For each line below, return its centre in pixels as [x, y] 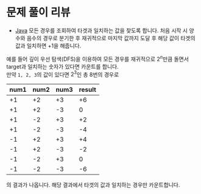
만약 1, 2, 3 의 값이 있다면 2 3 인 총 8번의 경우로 [63, 74]
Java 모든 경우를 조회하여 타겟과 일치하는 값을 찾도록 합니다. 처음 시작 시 [101, 30]
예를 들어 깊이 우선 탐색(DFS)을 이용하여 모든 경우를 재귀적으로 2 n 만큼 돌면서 [97, 58]
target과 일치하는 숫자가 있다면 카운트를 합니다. [62, 66]
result [87, 90]
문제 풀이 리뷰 [38, 12]
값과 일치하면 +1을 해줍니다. [48, 46]
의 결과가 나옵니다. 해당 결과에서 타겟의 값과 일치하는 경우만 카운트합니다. [93, 185]
